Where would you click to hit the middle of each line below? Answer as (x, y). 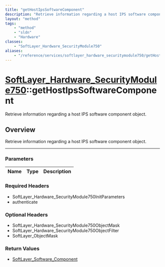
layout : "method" (23, 19)
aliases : (14, 51)
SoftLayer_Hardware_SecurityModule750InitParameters (69, 197)
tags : (11, 23)
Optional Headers (27, 214)
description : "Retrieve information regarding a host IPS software (76, 14)
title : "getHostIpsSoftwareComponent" (45, 10)
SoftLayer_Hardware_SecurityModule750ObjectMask (66, 225)
